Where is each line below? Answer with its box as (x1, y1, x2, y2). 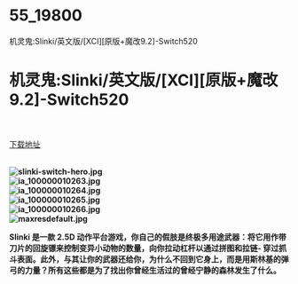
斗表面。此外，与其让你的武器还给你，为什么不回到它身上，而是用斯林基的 (9, 254, 281, 264)
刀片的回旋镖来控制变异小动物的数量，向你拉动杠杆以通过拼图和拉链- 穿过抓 (9, 242, 286, 253)
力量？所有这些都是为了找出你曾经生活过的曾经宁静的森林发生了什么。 (24, 264, 281, 275)
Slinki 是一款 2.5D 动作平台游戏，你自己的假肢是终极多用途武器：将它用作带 (9, 232, 286, 242)
